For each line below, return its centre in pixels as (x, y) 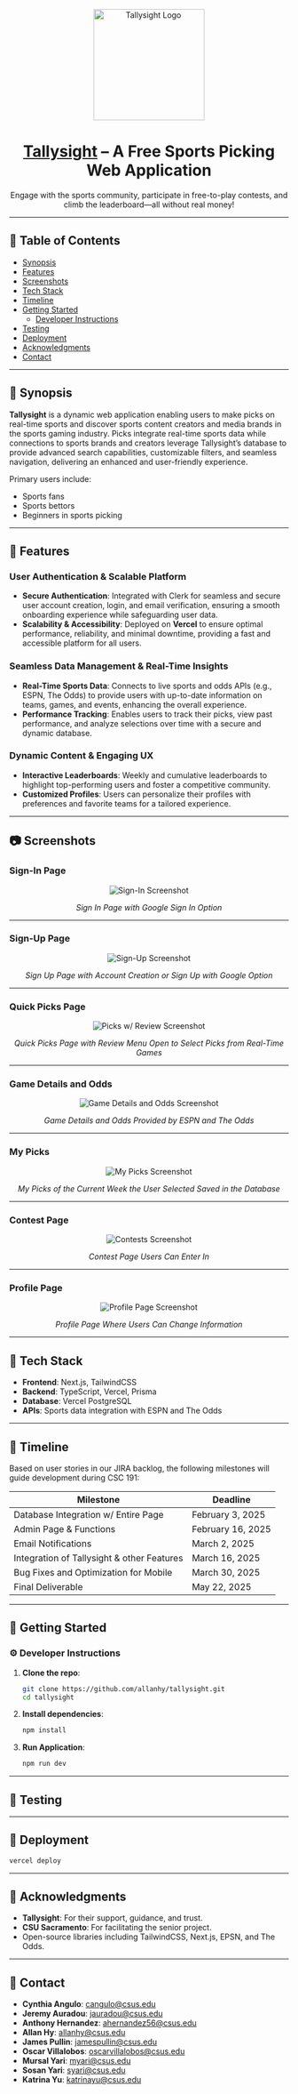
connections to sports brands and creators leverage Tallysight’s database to (148, 443)
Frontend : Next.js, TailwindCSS (79, 1383)
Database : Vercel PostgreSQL (77, 1401)
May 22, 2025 (222, 1586)
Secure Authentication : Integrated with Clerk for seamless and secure (151, 596)
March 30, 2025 (226, 1572)
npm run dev (44, 1764)
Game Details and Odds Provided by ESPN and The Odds (149, 1120)
